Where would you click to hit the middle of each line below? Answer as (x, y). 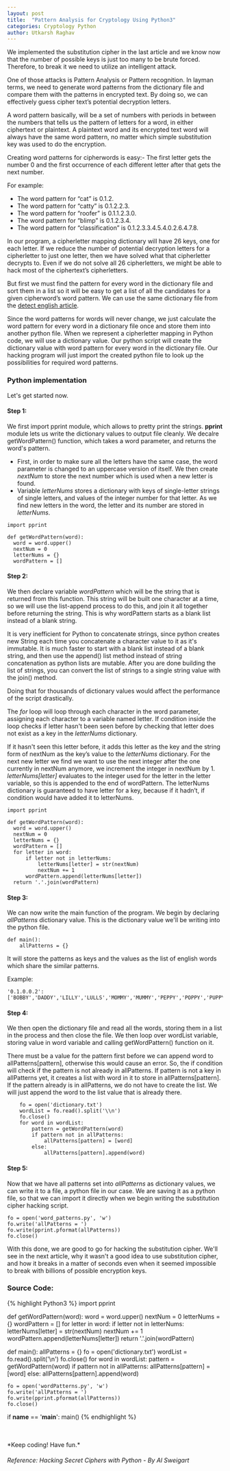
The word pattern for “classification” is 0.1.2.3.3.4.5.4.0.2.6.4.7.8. (107, 228)
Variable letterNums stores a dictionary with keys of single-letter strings (118, 491)
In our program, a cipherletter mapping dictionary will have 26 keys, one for (114, 242)
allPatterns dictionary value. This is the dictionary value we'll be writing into (114, 920)
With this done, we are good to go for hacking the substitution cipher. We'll (112, 1249)
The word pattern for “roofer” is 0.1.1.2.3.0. (77, 213)
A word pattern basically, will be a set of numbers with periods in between (112, 115)
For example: (26, 185)
